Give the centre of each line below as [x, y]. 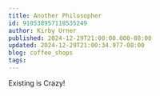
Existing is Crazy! [37, 83]
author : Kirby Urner [43, 30]
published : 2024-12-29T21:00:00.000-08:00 [80, 38]
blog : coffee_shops [41, 53]
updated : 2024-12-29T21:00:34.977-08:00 [77, 46]
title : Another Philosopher [55, 16]
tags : [17, 61]
